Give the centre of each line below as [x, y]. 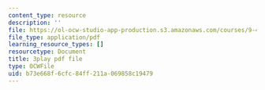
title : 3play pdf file [45, 59]
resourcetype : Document [47, 52]
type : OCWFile [32, 67]
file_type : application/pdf [54, 37]
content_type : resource [47, 15]
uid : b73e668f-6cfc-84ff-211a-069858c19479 [81, 74]
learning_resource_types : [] [56, 45]
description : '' [35, 23]
